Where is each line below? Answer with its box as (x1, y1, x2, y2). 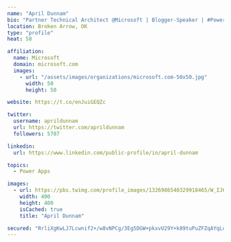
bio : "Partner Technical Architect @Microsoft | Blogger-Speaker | (7, 16, 205, 23)
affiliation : (7, 48, 45, 55)
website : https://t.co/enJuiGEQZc (7, 99, 107, 106)
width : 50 (25, 80, 54, 87)
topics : (7, 162, 30, 168)
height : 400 (19, 199, 54, 206)
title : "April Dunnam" (19, 212, 85, 219)
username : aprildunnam (13, 118, 78, 124)
